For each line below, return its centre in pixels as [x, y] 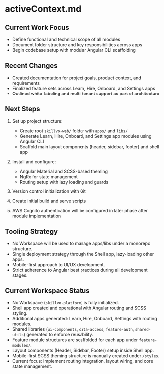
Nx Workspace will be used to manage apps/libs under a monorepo [81, 243]
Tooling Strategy [32, 232]
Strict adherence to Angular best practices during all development [80, 270]
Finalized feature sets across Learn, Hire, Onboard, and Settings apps [84, 88]
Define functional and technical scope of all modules [66, 39]
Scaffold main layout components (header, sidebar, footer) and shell [89, 146]
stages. [20, 275]
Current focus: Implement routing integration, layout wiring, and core [82, 361]
